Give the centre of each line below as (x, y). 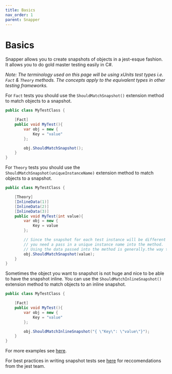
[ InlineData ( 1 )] (32, 202)
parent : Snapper (23, 20)
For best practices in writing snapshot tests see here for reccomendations (83, 361)
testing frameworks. (26, 86)
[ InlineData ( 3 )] (32, 211)
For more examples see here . (36, 351)
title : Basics (20, 10)
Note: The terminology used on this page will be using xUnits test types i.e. (84, 74)
